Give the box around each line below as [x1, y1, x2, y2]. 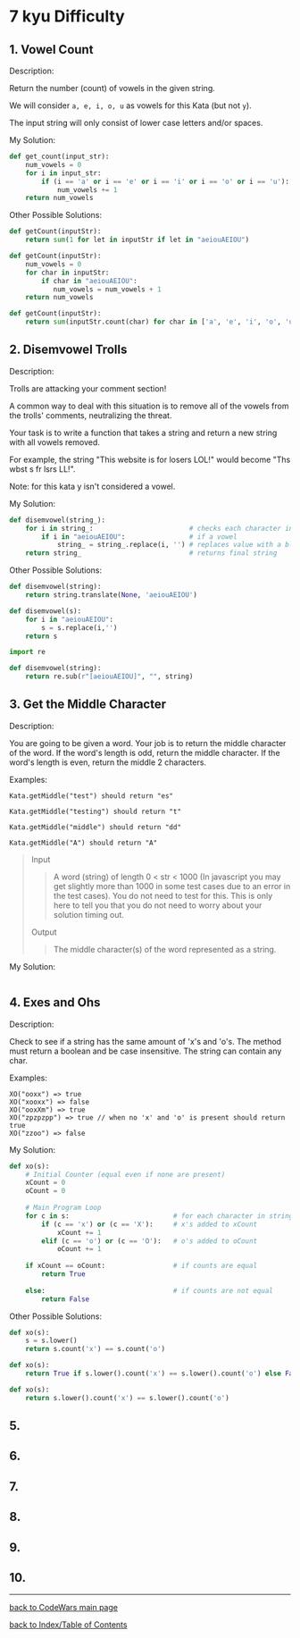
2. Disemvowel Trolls [9, 342, 128, 357]
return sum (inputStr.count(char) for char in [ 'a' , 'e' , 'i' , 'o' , [25, 317, 281, 327]
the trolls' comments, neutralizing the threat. [9, 409, 172, 421]
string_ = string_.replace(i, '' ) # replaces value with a [56, 541, 281, 550]
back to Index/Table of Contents [9, 1619, 128, 1630]
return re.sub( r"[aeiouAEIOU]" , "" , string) [25, 672, 194, 681]
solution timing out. [53, 909, 125, 920]
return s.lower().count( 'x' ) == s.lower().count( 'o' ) [25, 1393, 229, 1402]
